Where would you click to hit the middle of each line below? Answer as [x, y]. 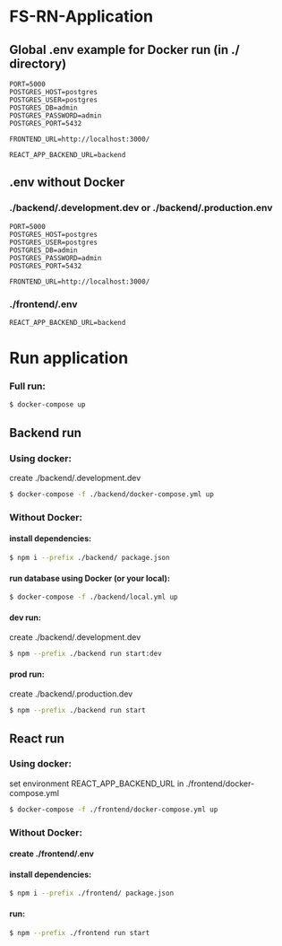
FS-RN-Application [81, 17]
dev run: [26, 618]
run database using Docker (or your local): [90, 578]
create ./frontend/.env [51, 854]
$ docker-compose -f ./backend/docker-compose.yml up [112, 495]
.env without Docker [67, 183]
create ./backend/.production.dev [71, 694]
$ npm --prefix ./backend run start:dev [86, 654]
